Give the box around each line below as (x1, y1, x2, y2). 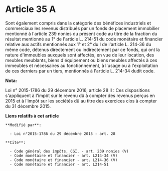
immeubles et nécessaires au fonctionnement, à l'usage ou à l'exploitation (5, 62, 158, 68)
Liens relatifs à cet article (5, 112, 59, 118)
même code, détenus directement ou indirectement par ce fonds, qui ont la (5, 46, 160, 52)
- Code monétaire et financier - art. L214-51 (10, 161, 109, 167)
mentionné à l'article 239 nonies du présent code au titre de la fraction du (5, 30, 157, 36)
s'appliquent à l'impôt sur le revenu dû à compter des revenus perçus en (5, 92, 155, 98)
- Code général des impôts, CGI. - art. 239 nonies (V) (10, 148, 129, 153)
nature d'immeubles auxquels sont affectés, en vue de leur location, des (5, 51, 154, 58)
